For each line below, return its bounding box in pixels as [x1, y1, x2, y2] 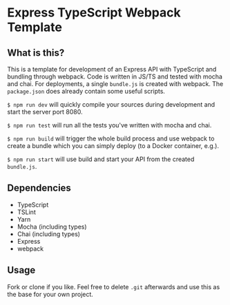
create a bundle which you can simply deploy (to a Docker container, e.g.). [7, 142, 220, 149]
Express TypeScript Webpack [7, 5, 181, 21]
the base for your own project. [7, 290, 93, 298]
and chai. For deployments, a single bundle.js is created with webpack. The [7, 80, 224, 87]
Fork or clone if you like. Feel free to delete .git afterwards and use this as [7, 282, 220, 291]
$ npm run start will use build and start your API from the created [7, 155, 195, 163]
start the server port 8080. [7, 108, 83, 116]
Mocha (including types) [17, 222, 88, 231]
